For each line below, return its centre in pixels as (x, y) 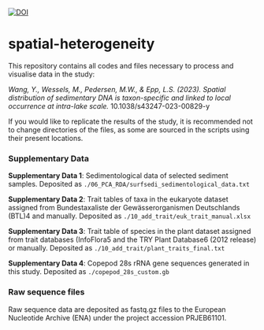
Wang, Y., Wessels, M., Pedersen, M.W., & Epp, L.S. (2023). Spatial (117, 89)
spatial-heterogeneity (82, 44)
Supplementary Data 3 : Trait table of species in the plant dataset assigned (130, 232)
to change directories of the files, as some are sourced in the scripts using (129, 129)
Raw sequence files (46, 292)
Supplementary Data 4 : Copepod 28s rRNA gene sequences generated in (129, 263)
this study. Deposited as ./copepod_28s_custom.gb (89, 272)
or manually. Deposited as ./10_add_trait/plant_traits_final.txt (117, 248)
